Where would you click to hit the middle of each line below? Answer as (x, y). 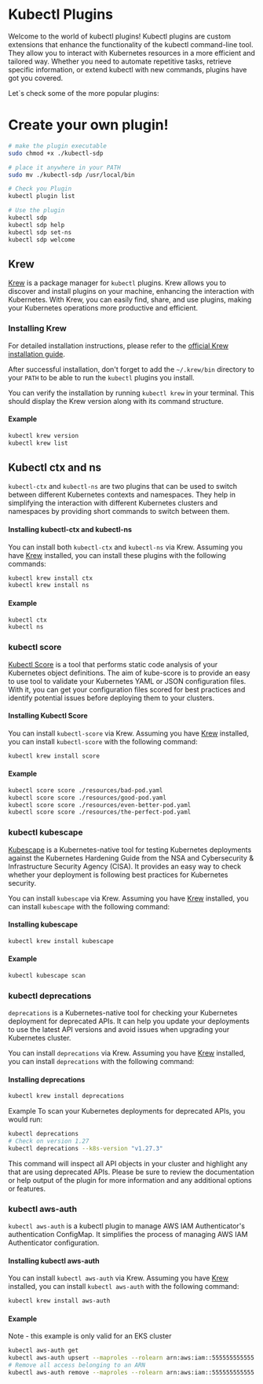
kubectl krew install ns (49, 586)
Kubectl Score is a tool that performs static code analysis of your (113, 664)
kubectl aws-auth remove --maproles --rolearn (86, 1373)
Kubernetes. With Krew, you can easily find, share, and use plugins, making (130, 299)
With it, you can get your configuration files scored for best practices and (127, 689)
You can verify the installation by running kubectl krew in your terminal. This (131, 393)
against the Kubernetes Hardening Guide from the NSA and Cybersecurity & (131, 857)
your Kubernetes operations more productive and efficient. (103, 308)
